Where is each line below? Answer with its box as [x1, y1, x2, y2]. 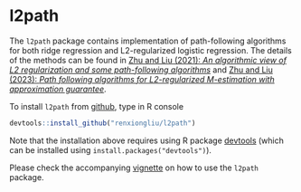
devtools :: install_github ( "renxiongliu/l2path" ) [9, 119, 196, 128]
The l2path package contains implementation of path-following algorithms [9, 35, 287, 46]
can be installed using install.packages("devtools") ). [9, 144, 212, 155]
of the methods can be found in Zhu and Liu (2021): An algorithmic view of [9, 54, 287, 65]
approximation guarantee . [9, 83, 107, 94]
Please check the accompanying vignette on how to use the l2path [9, 162, 259, 173]
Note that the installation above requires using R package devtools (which [9, 135, 285, 146]
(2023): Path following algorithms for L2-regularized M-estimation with [9, 73, 275, 84]
